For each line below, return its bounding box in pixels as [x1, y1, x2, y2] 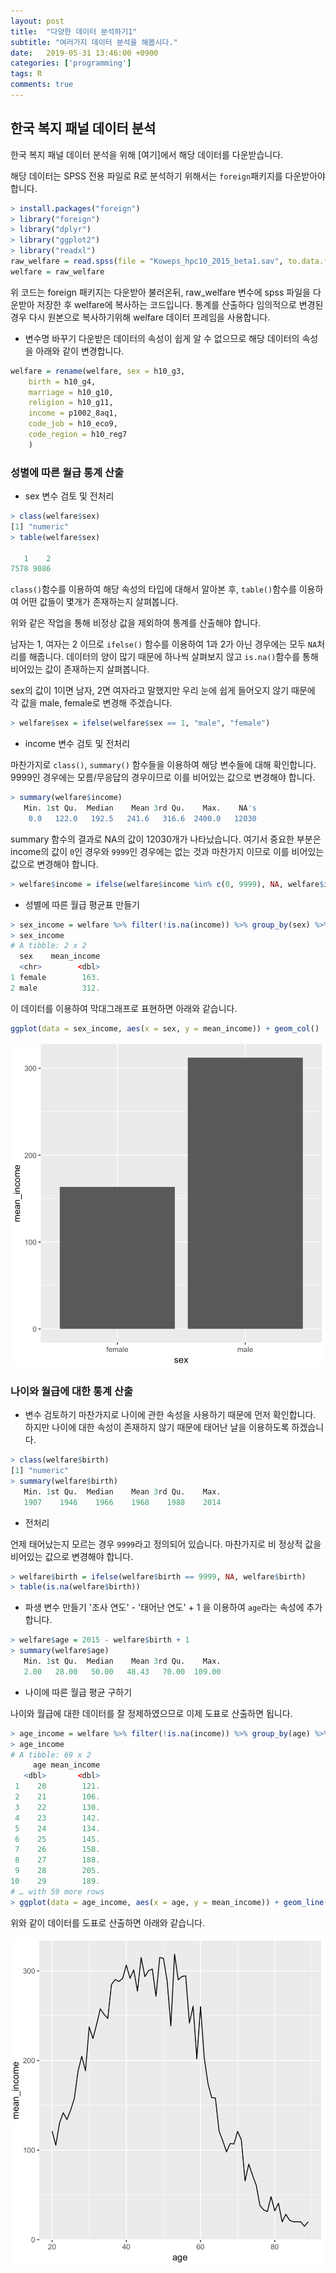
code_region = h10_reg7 [28, 430, 128, 440]
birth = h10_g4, [28, 376, 97, 387]
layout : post [10, 16, 65, 26]
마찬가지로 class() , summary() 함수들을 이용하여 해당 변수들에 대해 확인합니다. [10, 759, 317, 771]
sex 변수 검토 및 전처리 [24, 490, 115, 502]
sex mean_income [19, 951, 101, 962]
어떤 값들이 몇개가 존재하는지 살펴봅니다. [20, 596, 179, 608]
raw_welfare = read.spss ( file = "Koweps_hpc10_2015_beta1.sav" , [10, 256, 284, 267]
